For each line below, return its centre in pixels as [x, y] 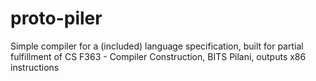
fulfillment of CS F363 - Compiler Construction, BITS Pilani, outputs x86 [158, 56]
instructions [35, 67]
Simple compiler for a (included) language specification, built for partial [157, 46]
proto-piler [56, 18]
